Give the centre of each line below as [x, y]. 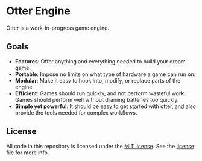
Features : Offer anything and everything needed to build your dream [100, 61]
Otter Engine [39, 11]
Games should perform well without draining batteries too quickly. [97, 99]
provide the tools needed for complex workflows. [76, 112]
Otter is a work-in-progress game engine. [58, 28]
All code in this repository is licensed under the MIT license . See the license [100, 146]
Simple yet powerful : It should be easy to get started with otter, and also [105, 106]
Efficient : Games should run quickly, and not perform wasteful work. [100, 93]
